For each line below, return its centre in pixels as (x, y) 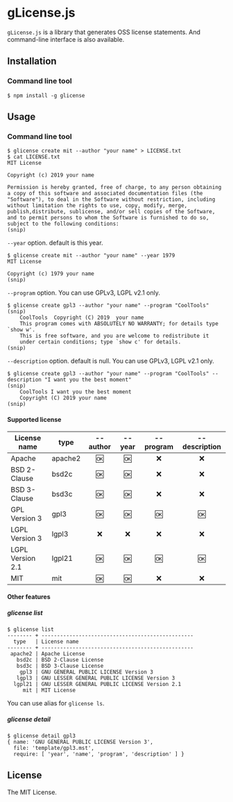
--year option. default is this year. (55, 243)
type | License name (46, 642)
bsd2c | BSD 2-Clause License (60, 660)
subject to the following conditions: (63, 224)
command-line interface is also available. (66, 39)
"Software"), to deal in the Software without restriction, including (111, 199)
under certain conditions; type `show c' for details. (101, 342)
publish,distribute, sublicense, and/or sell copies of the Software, (111, 212)
